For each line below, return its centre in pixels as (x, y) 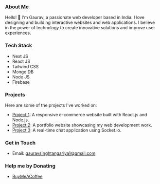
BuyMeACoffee (27, 177)
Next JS (20, 56)
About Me (17, 7)
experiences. (18, 33)
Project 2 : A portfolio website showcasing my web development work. (82, 125)
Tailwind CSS (25, 66)
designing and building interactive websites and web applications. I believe (80, 22)
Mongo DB (23, 72)
